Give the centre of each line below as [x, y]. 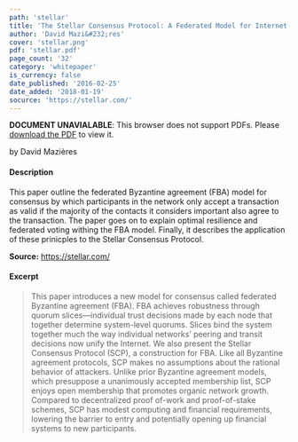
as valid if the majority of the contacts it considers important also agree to [144, 210]
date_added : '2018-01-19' [57, 91]
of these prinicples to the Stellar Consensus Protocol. [106, 239]
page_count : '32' [41, 59]
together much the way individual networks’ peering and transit [147, 334]
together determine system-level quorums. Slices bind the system [151, 324]
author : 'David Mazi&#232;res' [67, 34]
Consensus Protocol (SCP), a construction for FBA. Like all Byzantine [157, 352]
